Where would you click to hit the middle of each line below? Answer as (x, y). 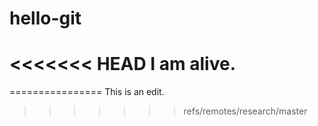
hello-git (45, 18)
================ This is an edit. (87, 92)
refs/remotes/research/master (245, 111)
